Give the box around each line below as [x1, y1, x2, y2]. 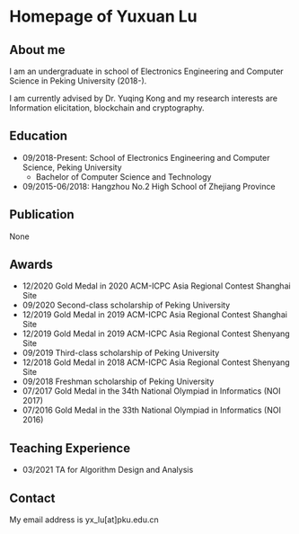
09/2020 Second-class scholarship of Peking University [22, 299, 231, 311]
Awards [9, 257, 54, 272]
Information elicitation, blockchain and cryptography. [9, 102, 205, 113]
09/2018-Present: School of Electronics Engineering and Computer [22, 152, 270, 163]
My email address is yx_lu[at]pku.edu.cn [9, 514, 159, 525]
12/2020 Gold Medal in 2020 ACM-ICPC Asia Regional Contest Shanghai [22, 280, 291, 291]
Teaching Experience [9, 441, 131, 456]
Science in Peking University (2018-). [9, 76, 147, 86]
